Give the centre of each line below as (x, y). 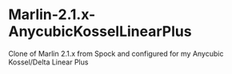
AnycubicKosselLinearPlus (100, 31)
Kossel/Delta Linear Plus (48, 62)
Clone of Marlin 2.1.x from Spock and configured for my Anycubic (116, 53)
